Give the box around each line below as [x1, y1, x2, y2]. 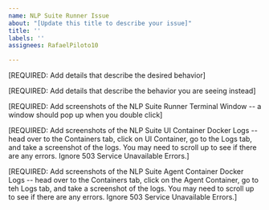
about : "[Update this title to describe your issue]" [8, 19, 193, 27]
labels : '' [8, 34, 45, 42]
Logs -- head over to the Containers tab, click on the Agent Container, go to [8, 176, 259, 185]
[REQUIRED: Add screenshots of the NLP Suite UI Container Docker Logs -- [8, 126, 259, 135]
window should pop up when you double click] [8, 110, 163, 120]
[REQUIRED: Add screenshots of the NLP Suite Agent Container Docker [8, 167, 244, 176]
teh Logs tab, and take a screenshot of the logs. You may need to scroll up [8, 184, 255, 193]
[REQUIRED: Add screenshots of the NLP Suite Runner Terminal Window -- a [8, 102, 262, 111]
